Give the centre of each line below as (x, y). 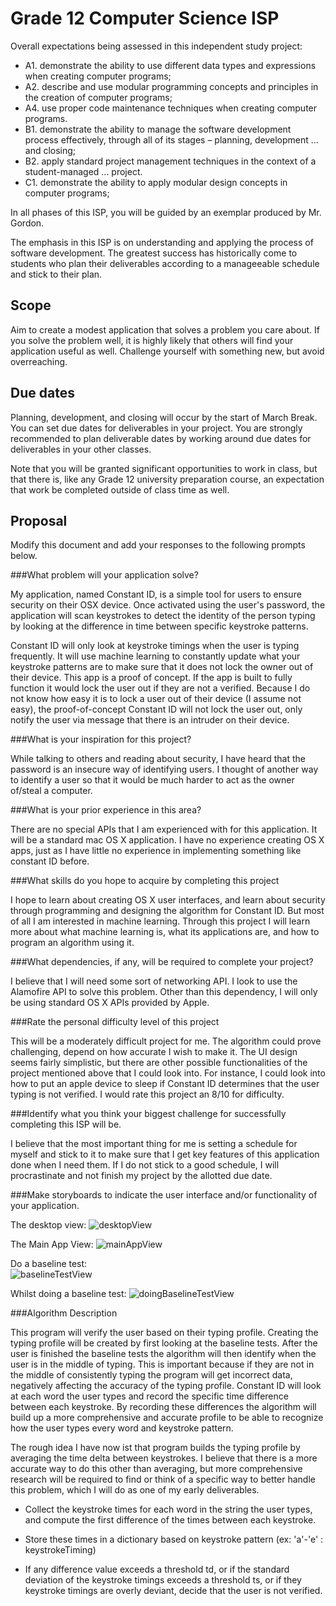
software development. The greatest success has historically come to (154, 253)
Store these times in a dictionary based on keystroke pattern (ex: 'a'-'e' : (174, 1539)
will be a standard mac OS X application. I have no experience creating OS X (167, 840)
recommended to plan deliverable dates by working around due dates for (161, 438)
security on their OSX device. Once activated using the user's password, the (168, 605)
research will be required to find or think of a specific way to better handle (163, 1479)
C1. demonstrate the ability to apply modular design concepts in (156, 182)
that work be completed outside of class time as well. (120, 489)
